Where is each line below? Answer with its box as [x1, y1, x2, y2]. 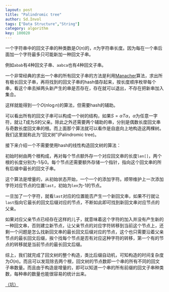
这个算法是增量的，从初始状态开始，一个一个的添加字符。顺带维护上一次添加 [5, 176, 164, 182]
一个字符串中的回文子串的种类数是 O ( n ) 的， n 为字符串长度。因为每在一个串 [5, 45, 158, 51]
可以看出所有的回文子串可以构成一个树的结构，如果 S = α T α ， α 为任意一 [5, 113, 153, 118]
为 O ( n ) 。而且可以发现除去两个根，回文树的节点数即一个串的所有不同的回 [5, 258, 156, 264]
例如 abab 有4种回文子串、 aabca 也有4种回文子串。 [5, 62, 107, 68]
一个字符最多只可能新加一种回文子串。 [14, 51, 94, 57]
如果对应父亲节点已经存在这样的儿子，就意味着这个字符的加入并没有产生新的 [5, 216, 164, 222]
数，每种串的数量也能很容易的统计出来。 [5, 271, 89, 276]
